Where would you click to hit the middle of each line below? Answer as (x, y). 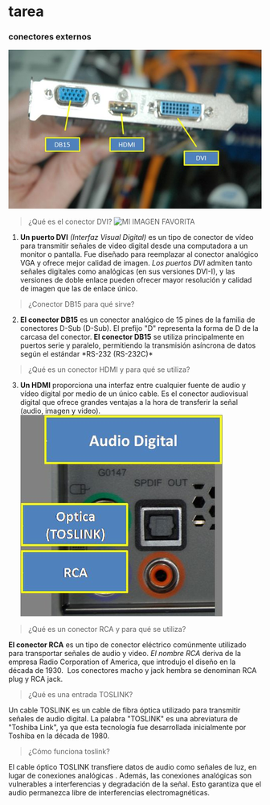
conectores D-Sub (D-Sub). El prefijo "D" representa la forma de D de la (139, 328)
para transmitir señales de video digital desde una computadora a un (134, 246)
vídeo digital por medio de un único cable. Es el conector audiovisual (134, 394)
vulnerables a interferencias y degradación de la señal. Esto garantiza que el (135, 784)
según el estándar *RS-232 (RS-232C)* (86, 354)
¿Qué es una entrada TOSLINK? (80, 695)
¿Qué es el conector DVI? (70, 222)
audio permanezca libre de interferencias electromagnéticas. (109, 793)
